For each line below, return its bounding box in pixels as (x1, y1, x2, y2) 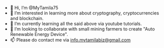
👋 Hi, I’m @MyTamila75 (10, 5, 58, 10)
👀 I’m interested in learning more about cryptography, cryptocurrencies (10, 10, 159, 16)
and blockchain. (10, 15, 44, 21)
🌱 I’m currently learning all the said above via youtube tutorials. (10, 20, 142, 26)
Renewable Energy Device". (10, 31, 69, 37)
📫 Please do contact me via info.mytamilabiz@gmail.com (10, 37, 131, 42)
